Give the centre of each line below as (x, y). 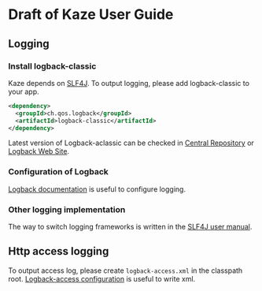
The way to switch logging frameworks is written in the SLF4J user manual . (130, 226)
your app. (24, 91)
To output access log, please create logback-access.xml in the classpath (125, 270)
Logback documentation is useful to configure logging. (97, 189)
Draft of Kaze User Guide (91, 15)
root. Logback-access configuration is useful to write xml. (102, 278)
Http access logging (59, 251)
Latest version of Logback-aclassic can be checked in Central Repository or (131, 143)
